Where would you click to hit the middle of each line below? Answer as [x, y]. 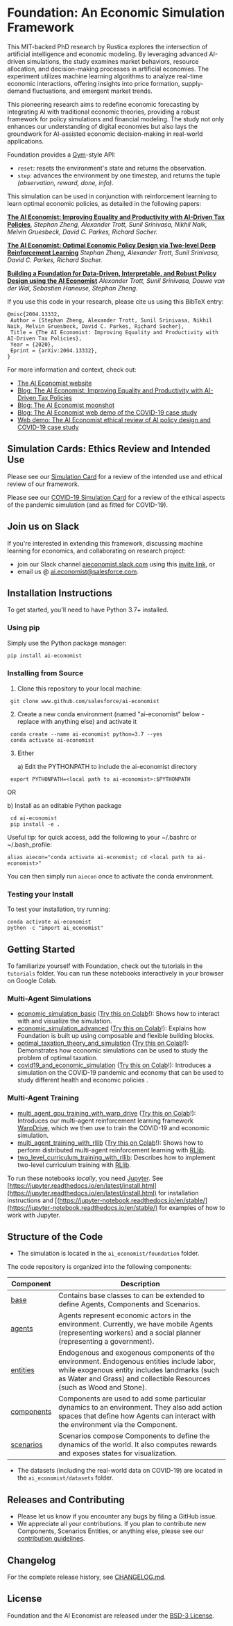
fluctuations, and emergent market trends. [92, 91]
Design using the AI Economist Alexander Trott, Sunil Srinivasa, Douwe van [116, 280]
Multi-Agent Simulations [49, 998]
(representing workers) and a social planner [129, 1333]
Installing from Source [45, 673]
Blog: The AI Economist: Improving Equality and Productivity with [110, 390]
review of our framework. [43, 484]
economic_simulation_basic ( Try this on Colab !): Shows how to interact [118, 1014]
